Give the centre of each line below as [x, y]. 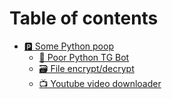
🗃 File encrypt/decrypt [86, 68]
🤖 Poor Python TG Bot [84, 57]
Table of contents [84, 18]
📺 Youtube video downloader [100, 83]
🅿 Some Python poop [68, 46]
